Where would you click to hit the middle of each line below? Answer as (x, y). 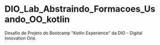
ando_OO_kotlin (37, 19)
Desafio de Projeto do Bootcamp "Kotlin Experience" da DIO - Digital (74, 33)
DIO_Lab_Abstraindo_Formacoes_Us (80, 9)
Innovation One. (21, 38)
